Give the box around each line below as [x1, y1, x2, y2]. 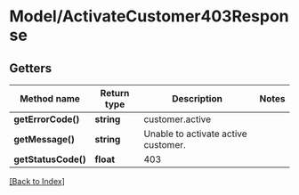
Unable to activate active [143, 127, 247, 140]
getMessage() [13, 134, 76, 145]
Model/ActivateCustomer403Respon [9, 6, 289, 27]
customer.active [143, 113, 212, 126]
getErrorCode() [13, 113, 80, 126]
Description [172, 93, 222, 104]
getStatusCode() [13, 153, 86, 166]
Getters [9, 61, 53, 76]
